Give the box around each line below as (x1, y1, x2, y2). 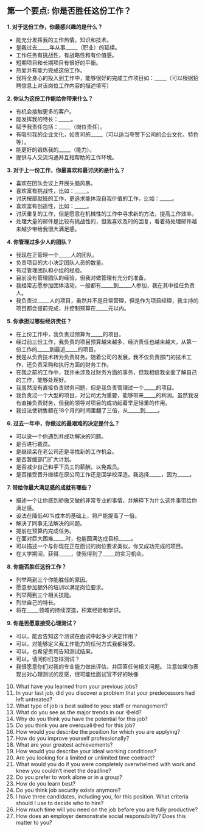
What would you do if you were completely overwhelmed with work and (15, 760, 196, 767)
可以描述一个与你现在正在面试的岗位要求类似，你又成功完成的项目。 (15, 542, 187, 550)
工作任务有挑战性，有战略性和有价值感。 (15, 51, 117, 59)
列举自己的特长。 (15, 598, 59, 606)
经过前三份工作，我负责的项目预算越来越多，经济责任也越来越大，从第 (15, 338, 192, 345)
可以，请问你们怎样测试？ (15, 655, 80, 662)
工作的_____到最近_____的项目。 (21, 345, 99, 353)
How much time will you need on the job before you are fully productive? (15, 806, 198, 813)
